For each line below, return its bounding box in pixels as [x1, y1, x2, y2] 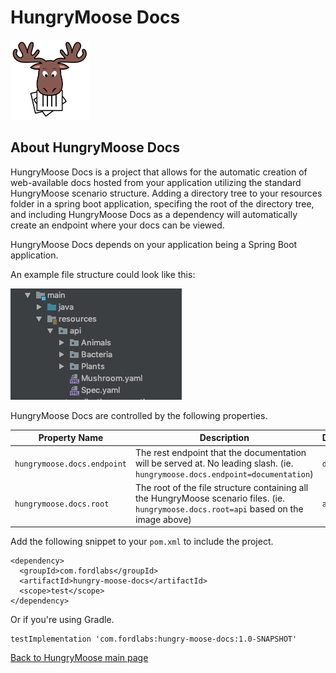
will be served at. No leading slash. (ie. [134, 457, 294, 469]
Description [199, 432, 250, 444]
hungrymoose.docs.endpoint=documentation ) [134, 467, 314, 480]
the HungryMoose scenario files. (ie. [134, 492, 285, 504]
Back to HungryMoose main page [10, 652, 149, 664]
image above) [134, 513, 192, 525]
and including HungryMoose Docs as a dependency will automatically [10, 208, 298, 220]
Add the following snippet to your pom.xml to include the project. [10, 536, 274, 548]
